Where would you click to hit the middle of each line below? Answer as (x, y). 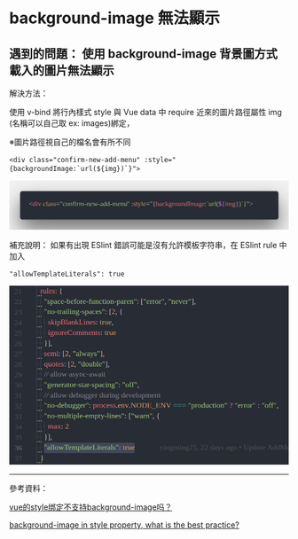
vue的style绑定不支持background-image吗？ (91, 507)
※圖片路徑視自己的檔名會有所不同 (70, 142)
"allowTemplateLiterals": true (67, 274)
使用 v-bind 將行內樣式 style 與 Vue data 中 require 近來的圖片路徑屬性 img (145, 112)
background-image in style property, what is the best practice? (124, 525)
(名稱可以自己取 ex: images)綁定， (72, 123)
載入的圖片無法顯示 (62, 70)
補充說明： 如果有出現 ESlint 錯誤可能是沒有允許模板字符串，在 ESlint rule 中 (148, 246)
